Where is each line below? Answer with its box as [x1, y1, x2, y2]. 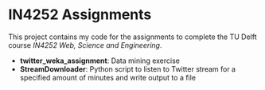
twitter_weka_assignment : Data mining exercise [19, 56, 181, 65]
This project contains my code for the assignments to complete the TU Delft [8, 32, 257, 41]
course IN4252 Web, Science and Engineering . [8, 40, 162, 49]
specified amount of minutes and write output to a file [19, 72, 197, 82]
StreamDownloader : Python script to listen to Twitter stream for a [19, 64, 236, 73]
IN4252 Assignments [8, 6, 152, 24]
